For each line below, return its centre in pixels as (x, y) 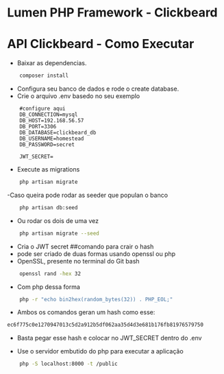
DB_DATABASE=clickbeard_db (58, 132)
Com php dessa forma (49, 287)
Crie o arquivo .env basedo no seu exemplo (78, 96)
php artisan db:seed (49, 207)
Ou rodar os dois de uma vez (58, 220)
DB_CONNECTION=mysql (49, 115)
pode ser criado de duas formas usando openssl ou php (96, 254)
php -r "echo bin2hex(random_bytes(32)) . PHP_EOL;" (96, 299)
